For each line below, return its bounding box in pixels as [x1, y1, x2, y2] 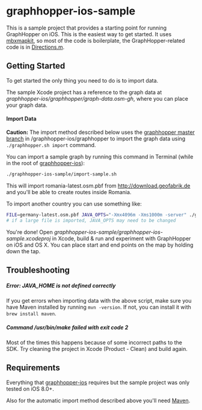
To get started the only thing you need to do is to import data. [6, 77, 159, 84]
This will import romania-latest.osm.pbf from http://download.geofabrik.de [6, 182, 191, 189]
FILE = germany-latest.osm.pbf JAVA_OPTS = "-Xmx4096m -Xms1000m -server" [6, 212, 187, 218]
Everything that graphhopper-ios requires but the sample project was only [6, 379, 190, 386]
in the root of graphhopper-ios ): [6, 159, 85, 166]
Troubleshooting [6, 265, 70, 275]
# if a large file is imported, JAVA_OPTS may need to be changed [6, 217, 176, 224]
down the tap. [6, 247, 41, 254]
